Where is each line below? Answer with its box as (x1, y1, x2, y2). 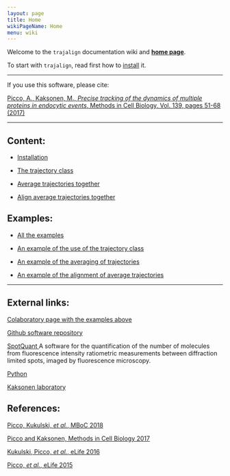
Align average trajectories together (16, 193, 116, 201)
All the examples (16, 231, 64, 239)
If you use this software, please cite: (7, 81, 110, 89)
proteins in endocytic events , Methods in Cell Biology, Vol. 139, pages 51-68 (7, 101, 221, 110)
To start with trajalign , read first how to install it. (7, 61, 146, 69)
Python (7, 369, 27, 377)
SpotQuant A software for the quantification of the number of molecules (7, 342, 210, 350)
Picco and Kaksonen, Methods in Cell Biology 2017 (7, 434, 151, 442)
